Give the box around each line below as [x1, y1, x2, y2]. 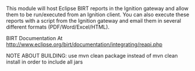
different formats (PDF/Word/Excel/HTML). [6, 23, 110, 30]
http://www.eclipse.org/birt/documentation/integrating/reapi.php [6, 41, 163, 48]
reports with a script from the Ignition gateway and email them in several [6, 17, 181, 24]
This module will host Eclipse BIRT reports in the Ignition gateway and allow [6, 5, 189, 12]
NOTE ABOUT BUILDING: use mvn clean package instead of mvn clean [6, 52, 178, 59]
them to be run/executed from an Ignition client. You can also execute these [6, 11, 190, 18]
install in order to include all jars [6, 58, 83, 65]
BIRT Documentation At [6, 35, 63, 41]
